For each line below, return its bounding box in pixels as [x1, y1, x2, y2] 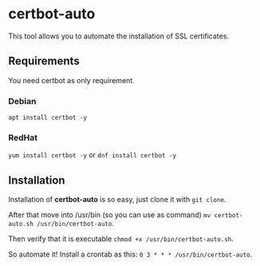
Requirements [8, 54, 80, 68]
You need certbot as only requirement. [8, 75, 135, 85]
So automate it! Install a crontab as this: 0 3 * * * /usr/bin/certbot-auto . [8, 249, 253, 260]
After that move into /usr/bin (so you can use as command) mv [8, 210, 211, 220]
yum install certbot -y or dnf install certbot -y [8, 150, 177, 160]
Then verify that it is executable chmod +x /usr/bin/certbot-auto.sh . [8, 234, 234, 244]
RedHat [8, 132, 38, 143]
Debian [8, 95, 37, 106]
